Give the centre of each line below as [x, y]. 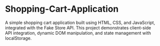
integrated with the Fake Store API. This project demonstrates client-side [78, 27]
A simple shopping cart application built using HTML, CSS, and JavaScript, [80, 23]
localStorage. [18, 38]
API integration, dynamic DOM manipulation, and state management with [78, 33]
